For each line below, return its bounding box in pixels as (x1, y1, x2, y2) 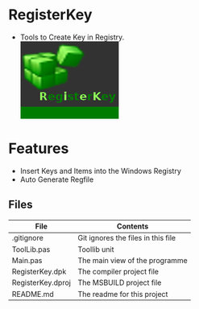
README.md (11, 289, 54, 299)
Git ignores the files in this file (77, 233, 176, 243)
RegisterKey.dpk (11, 267, 67, 277)
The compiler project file (77, 267, 160, 277)
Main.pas (11, 255, 43, 265)
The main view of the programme (77, 255, 188, 265)
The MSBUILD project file (77, 278, 162, 287)
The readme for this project (77, 289, 168, 299)
